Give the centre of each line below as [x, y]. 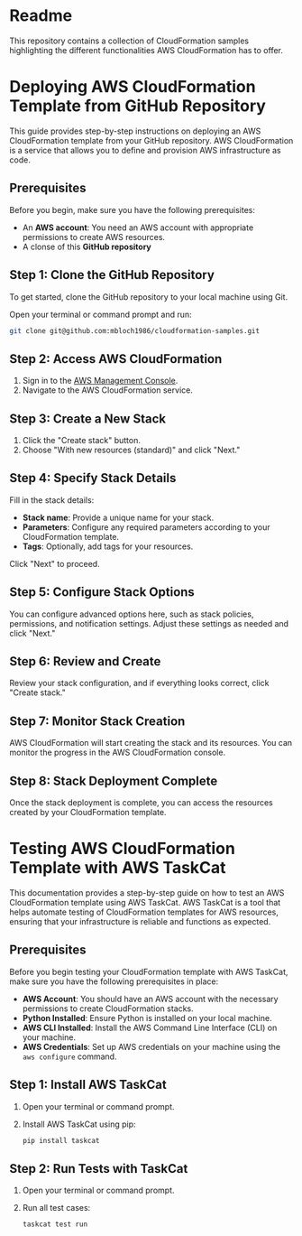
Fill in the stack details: [52, 500]
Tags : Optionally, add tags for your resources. [108, 546]
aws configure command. [69, 1056]
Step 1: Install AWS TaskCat [88, 1085]
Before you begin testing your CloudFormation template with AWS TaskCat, [149, 971]
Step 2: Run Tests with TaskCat [99, 1169]
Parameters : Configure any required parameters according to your [146, 527]
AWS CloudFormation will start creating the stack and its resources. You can [151, 743]
